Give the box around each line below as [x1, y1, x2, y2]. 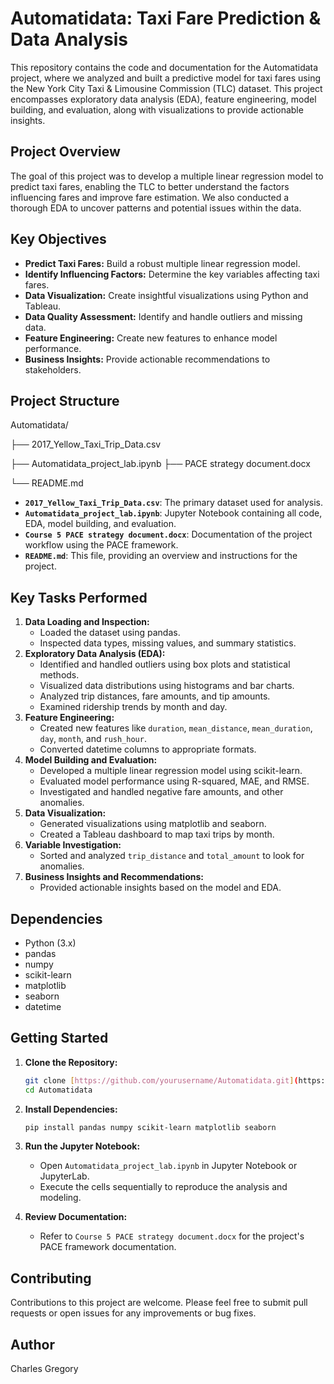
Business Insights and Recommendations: [24, 871, 204, 883]
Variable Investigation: [24, 839, 122, 851]
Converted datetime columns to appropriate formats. [39, 743, 257, 756]
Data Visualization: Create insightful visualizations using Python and [24, 289, 309, 301]
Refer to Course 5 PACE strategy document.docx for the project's [39, 1230, 305, 1242]
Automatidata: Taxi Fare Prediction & [10, 7, 322, 30]
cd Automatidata [24, 1085, 93, 1095]
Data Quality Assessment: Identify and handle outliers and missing [24, 310, 303, 322]
